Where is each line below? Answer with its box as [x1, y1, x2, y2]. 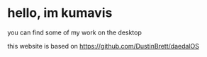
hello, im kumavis [7, 5, 113, 21]
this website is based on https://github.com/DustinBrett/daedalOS [7, 42, 200, 50]
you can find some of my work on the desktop [7, 28, 142, 37]
